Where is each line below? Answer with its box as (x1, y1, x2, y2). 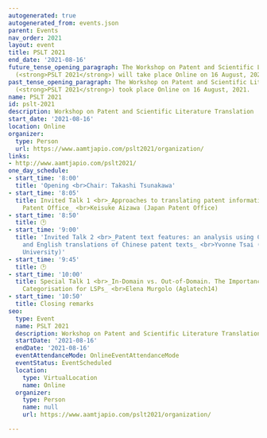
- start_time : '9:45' (8, 255, 80, 263)
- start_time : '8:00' (8, 174, 80, 183)
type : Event (15, 315, 56, 323)
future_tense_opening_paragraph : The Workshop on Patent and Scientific (8, 64, 254, 72)
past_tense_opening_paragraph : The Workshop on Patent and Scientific (8, 78, 247, 86)
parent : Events (8, 26, 59, 34)
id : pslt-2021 (8, 100, 56, 108)
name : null (22, 403, 59, 412)
